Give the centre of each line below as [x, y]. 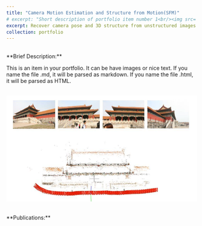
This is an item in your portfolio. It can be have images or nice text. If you [97, 68]
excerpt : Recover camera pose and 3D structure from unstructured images [101, 25]
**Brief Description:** [34, 56]
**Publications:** [28, 218]
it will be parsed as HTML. [39, 81]
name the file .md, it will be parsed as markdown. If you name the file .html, [100, 75]
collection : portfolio [35, 32]
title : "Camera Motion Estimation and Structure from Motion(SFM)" [93, 13]
